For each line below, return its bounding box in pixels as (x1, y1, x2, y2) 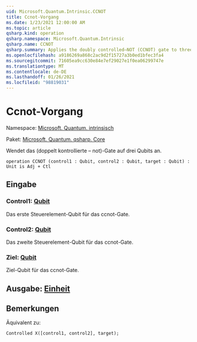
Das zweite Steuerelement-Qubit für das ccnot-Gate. (6, 239, 134, 246)
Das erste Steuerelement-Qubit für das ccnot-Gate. (6, 210, 130, 217)
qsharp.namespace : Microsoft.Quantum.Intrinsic (6, 36, 125, 42)
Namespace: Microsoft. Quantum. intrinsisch (6, 124, 114, 131)
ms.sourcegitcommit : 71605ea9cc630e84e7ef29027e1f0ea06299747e (6, 58, 164, 63)
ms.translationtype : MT (6, 63, 64, 69)
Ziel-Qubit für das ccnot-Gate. (6, 267, 79, 274)
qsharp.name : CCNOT (6, 42, 54, 48)
